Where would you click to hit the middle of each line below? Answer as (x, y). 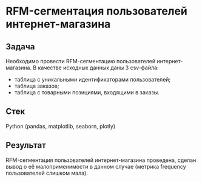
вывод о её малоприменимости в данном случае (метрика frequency (96, 166)
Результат (26, 145)
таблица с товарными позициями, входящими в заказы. (87, 92)
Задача (20, 47)
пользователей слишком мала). (47, 173)
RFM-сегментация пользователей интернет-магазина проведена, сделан (101, 160)
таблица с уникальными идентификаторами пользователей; (93, 79)
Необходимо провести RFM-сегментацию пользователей (81, 61)
